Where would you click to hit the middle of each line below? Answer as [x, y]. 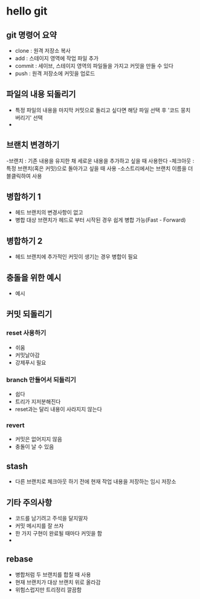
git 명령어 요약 [32, 35]
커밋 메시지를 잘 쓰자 [39, 526]
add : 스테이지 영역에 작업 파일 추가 [56, 58]
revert [15, 425]
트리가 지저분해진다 [38, 402]
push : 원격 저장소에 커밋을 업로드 [55, 73]
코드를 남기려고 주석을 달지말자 [51, 518]
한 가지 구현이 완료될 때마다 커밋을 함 [59, 533]
